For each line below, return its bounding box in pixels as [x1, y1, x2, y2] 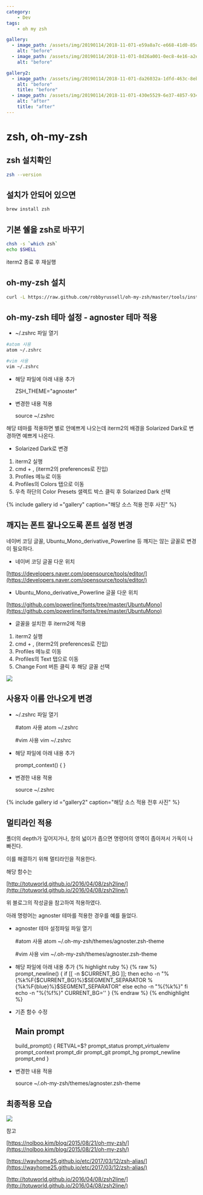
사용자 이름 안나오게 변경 [6, 693, 92, 704]
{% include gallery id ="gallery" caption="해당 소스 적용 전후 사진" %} [6, 500, 177, 508]
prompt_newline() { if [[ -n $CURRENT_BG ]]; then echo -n [14, 970, 160, 977]
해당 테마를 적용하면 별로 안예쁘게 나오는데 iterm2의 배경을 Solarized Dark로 [6, 424, 188, 432]
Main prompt [14, 1026, 65, 1037]
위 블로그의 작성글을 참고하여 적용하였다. [6, 899, 101, 907]
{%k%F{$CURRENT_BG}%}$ [14, 977, 88, 984]
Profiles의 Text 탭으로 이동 [14, 655, 79, 662]
